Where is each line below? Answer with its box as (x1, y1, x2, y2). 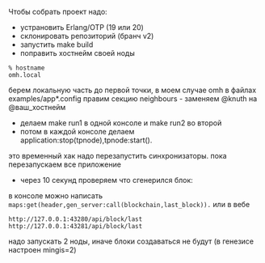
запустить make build (19, 40, 94, 49)
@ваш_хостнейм (8, 103, 66, 112)
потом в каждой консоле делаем (19, 127, 135, 136)
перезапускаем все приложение (8, 159, 121, 169)
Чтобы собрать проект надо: (8, 7, 107, 16)
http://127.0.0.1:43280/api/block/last (8, 215, 143, 223)
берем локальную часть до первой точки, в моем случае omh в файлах (8, 85, 257, 95)
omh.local (8, 71, 42, 79)
